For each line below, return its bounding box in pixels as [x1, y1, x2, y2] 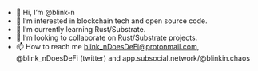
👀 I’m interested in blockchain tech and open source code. [15, 16, 208, 26]
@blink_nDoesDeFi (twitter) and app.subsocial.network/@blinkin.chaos [15, 53, 250, 63]
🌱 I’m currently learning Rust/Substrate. [15, 25, 146, 34]
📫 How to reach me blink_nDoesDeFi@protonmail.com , [15, 42, 200, 51]
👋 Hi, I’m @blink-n [15, 8, 75, 17]
